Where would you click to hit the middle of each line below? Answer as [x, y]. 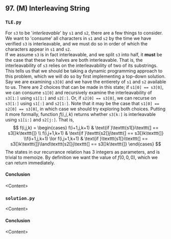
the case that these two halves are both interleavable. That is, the [74, 60]
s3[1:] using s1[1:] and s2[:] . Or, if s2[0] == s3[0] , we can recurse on [81, 98]
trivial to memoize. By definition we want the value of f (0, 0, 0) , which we [82, 157]
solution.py [20, 198]
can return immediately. [30, 162]
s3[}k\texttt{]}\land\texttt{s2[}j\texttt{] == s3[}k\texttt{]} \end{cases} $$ [86, 144]
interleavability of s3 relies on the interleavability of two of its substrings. [81, 65]
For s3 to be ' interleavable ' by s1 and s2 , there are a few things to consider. [84, 33]
